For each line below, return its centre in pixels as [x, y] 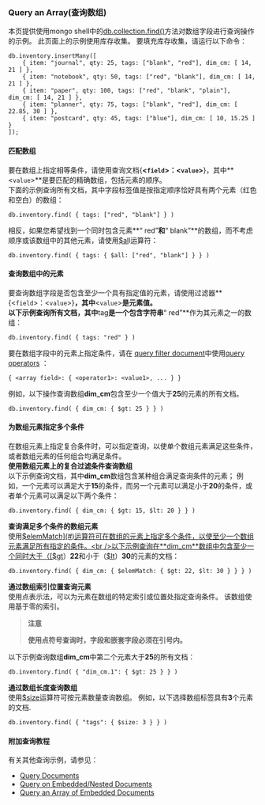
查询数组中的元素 [36, 274]
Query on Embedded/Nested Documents [86, 784]
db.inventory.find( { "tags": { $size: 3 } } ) [88, 722]
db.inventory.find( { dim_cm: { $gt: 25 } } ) [86, 408]
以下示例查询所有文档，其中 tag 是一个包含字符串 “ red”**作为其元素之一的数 [130, 312]
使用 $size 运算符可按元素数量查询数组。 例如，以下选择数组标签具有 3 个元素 [131, 697]
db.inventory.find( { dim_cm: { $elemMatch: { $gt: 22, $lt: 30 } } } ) [130, 571]
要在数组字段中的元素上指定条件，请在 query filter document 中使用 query [127, 353]
